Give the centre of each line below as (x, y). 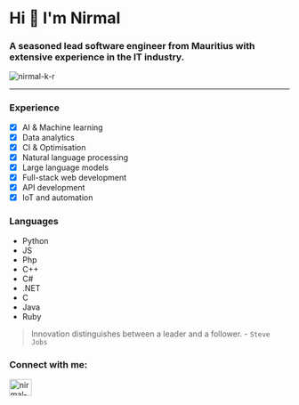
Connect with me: (48, 364)
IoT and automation (57, 198)
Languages (34, 222)
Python (35, 240)
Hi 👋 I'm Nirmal (65, 18)
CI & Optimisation (54, 147)
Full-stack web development (74, 178)
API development (53, 188)
